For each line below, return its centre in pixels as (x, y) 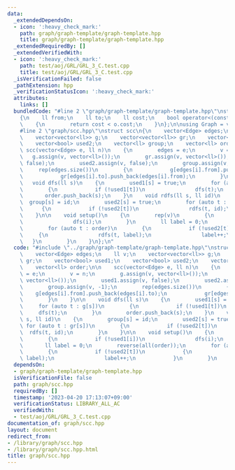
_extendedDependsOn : (43, 20)
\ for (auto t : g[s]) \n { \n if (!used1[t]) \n (123, 306)
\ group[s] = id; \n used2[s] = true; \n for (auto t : (123, 202)
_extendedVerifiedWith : (48, 53)
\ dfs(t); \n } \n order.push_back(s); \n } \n (117, 313)
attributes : (31, 99)
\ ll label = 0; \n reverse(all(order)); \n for (120, 346)
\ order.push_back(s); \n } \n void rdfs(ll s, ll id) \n (120, 196)
